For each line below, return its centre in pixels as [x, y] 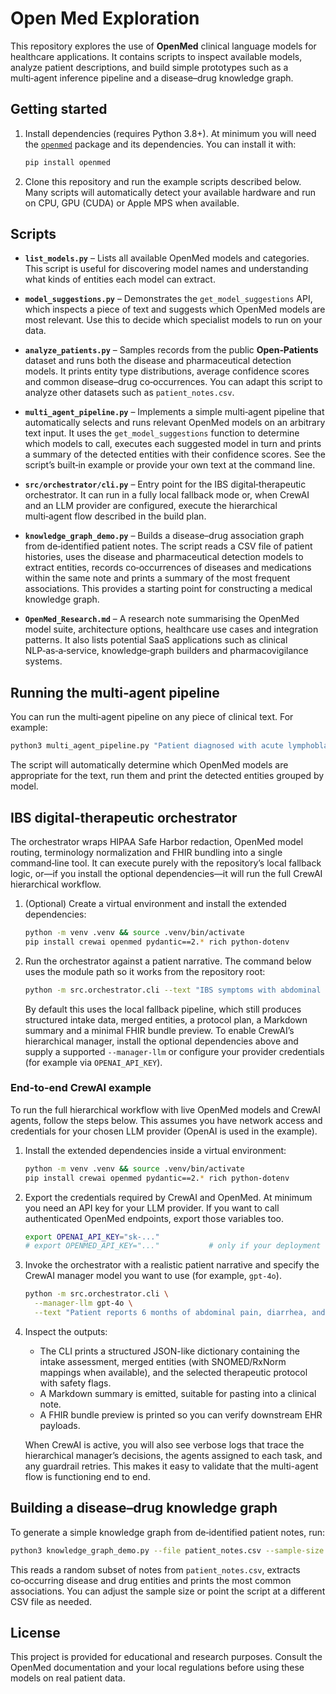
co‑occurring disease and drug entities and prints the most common [151, 1580]
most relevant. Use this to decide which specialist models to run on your [173, 320]
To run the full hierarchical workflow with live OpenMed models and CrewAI [166, 1109]
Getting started [59, 109]
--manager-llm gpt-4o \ [83, 1303]
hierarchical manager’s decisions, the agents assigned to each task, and [173, 1455]
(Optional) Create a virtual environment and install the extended [155, 903]
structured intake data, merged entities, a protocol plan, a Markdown [166, 1019]
